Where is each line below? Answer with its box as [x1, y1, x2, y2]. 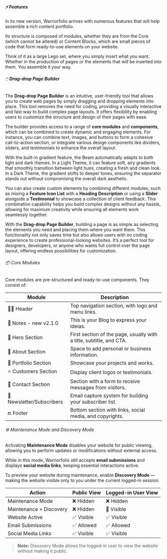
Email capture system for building [70, 392, 148, 399]
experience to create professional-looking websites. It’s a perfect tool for [5, 237, 155, 243]
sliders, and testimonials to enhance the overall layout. [5, 145, 117, 151]
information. [70, 351, 98, 358]
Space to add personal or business [70, 345, 152, 352]
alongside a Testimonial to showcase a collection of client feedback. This [5, 196, 157, 202]
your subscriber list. [70, 398, 117, 405]
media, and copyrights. [70, 413, 124, 420]
